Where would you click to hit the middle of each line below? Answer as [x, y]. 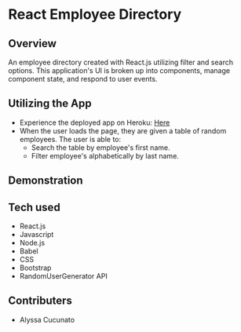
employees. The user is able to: [70, 139]
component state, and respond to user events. [83, 79]
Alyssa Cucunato [47, 319]
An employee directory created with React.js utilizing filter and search [121, 62]
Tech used [34, 207]
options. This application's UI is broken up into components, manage [119, 71]
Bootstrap [35, 268]
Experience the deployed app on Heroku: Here [95, 122]
